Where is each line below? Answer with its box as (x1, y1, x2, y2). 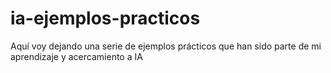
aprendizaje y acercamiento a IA (10, 50, 143, 62)
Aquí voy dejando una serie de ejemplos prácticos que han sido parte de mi (10, 40, 322, 52)
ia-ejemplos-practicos (10, 7, 201, 30)
